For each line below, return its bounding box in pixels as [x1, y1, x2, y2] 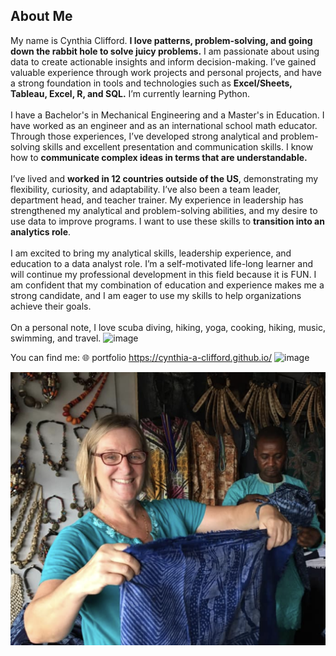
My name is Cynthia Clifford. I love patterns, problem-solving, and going [10, 34, 313, 46]
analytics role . [10, 225, 72, 238]
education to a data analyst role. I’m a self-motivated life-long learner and [10, 257, 314, 269]
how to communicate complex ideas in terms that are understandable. [10, 151, 308, 163]
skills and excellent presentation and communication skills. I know [42, 140, 314, 153]
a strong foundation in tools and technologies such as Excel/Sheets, [10, 77, 293, 89]
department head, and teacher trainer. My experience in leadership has [10, 194, 304, 206]
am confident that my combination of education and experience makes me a [10, 279, 325, 291]
